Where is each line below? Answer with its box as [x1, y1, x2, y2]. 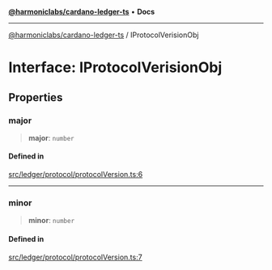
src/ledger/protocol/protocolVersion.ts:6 [8, 170, 143, 179]
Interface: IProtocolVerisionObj [8, 58, 223, 77]
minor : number [28, 216, 75, 226]
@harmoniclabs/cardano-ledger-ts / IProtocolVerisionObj [8, 30, 199, 40]
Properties [8, 91, 63, 104]
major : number [28, 133, 74, 142]
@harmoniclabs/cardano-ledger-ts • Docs [8, 7, 155, 16]
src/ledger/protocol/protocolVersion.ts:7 [8, 252, 143, 262]
